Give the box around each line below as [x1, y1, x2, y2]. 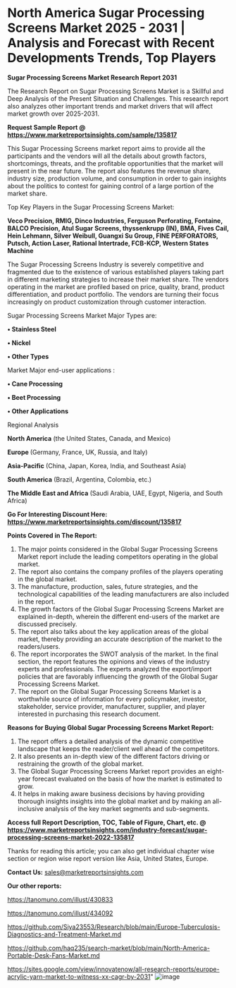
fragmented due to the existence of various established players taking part [7, 267, 224, 276]
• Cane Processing [7, 379, 63, 388]
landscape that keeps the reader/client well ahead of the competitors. [17, 744, 220, 752]
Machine [7, 246, 34, 255]
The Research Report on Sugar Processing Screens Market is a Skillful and [7, 87, 224, 95]
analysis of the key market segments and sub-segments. [44, 804, 210, 812]
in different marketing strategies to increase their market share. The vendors [7, 275, 229, 283]
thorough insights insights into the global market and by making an [17, 797, 211, 805]
